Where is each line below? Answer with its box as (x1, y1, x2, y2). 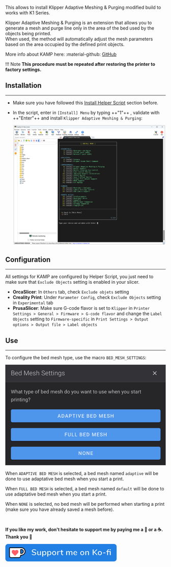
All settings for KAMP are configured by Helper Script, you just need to (5, 274, 154, 280)
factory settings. (5, 66, 42, 72)
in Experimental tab (12, 300, 53, 306)
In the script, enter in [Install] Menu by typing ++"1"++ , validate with (12, 109, 160, 115)
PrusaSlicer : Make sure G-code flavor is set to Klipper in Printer (12, 305, 150, 311)
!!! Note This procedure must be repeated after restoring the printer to (5, 61, 155, 67)
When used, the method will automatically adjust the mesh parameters (5, 36, 153, 42)
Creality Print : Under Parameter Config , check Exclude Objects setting (12, 294, 161, 301)
